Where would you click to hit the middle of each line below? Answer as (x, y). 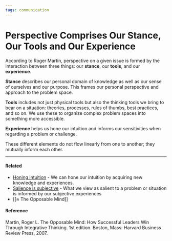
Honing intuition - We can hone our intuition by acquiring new (78, 177)
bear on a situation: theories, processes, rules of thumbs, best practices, (82, 108)
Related (14, 166)
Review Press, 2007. (27, 233)
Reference (17, 211)
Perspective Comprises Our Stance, (83, 35)
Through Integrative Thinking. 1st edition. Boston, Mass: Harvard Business (83, 227)
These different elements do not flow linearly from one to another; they (80, 144)
